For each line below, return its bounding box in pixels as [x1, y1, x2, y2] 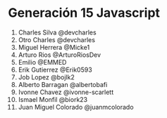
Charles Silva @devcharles [18, 28, 97, 37]
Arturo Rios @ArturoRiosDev [18, 51, 101, 59]
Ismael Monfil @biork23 [18, 95, 88, 103]
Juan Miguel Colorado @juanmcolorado [18, 103, 134, 111]
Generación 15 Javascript [8, 5, 161, 21]
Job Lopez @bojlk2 [18, 72, 75, 81]
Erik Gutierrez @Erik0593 [18, 65, 92, 74]
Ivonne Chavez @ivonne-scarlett [18, 88, 114, 96]
